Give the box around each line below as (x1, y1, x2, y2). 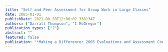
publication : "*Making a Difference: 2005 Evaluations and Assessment (5, 40, 155, 45)
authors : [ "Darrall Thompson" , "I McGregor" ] (5, 21, 101, 26)
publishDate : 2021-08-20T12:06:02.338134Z (5, 16, 95, 21)
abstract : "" (5, 30, 32, 35)
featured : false (5, 35, 39, 40)
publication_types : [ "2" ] (5, 26, 59, 31)
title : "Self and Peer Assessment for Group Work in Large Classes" (5, 7, 151, 12)
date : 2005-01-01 (5, 12, 41, 17)
